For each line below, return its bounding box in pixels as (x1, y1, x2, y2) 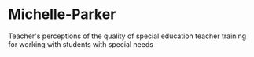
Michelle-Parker (8, 5, 116, 23)
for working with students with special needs (8, 39, 153, 48)
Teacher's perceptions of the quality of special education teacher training (8, 31, 247, 41)
